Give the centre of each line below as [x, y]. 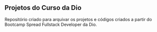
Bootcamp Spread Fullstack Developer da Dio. [51, 24]
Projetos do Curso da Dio [43, 8]
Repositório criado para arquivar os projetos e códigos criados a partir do [78, 19]
